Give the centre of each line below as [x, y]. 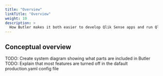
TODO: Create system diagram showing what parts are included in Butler [78, 58]
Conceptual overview [38, 47]
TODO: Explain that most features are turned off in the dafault [66, 63]
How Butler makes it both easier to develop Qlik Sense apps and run [81, 27]
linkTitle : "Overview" [28, 14]
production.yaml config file [32, 68]
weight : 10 [16, 18]
